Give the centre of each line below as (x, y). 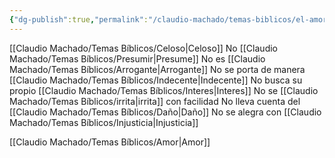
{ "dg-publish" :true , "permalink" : (79, 19)
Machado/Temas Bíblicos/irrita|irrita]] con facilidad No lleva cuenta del (155, 101)
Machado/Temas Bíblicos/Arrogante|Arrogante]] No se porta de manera (157, 69)
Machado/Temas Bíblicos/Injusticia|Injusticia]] (104, 122)
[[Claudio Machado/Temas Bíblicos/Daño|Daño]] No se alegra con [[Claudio (165, 112)
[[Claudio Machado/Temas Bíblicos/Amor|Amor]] (110, 142)
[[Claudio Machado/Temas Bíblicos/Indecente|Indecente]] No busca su (156, 80)
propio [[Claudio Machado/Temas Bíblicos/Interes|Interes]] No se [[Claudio (164, 90)
